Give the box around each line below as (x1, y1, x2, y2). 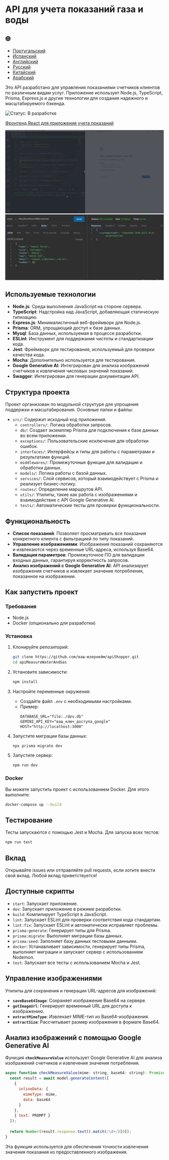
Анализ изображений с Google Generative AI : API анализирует (12, 562, 149, 569)
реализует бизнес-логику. (20, 481, 76, 487)
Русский (12, 64, 31, 70)
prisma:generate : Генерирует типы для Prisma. (12, 927, 112, 933)
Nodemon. (12, 954, 35, 960)
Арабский (12, 75, 34, 80)
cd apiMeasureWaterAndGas (12, 660, 67, 665)
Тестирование (5, 816, 53, 824)
